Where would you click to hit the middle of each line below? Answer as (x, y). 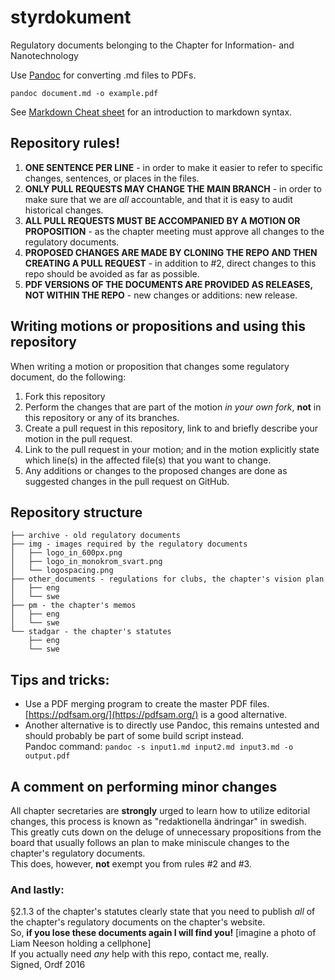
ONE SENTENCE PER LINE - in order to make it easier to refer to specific (174, 167)
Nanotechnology (44, 55)
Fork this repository (65, 396)
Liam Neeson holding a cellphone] (81, 943)
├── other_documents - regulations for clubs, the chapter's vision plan (167, 579)
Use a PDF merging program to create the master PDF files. (147, 704)
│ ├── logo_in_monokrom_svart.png (86, 562)
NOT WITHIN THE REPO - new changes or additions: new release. (161, 295)
